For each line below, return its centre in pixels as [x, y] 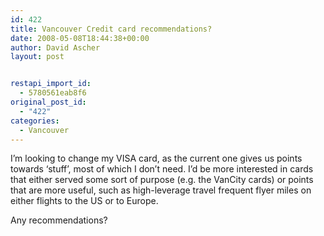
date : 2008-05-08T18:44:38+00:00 [80, 38]
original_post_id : [48, 102]
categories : [35, 121]
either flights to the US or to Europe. [84, 201]
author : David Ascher [55, 47]
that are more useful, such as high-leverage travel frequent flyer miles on [161, 190]
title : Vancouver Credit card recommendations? [111, 29]
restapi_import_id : [51, 84]
